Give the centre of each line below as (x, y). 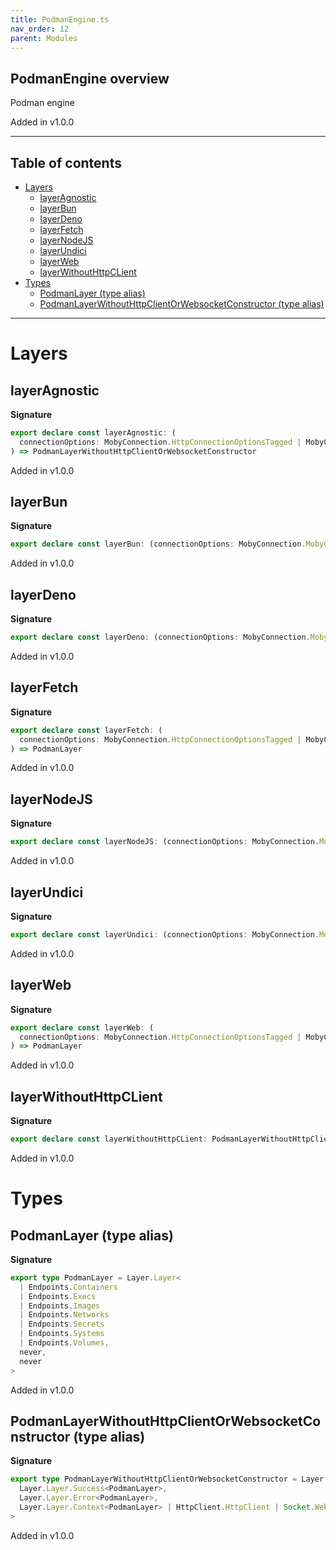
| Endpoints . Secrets (62, 1324)
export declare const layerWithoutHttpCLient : (109, 1139)
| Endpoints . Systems (62, 1334)
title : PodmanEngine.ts (60, 19)
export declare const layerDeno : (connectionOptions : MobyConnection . (160, 637)
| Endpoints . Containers (68, 1287)
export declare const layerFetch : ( (86, 730)
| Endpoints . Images (60, 1306)
